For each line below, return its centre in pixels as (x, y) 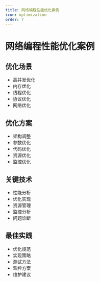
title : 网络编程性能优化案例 (32, 10)
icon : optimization (26, 15)
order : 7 (15, 19)
